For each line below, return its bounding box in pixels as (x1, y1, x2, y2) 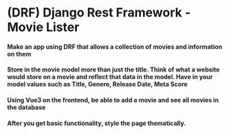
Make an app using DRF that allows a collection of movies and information (7, 43, 223, 51)
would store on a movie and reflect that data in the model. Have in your (7, 73, 213, 81)
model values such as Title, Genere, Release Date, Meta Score (7, 80, 188, 89)
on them (7, 49, 32, 58)
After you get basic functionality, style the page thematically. (7, 119, 186, 127)
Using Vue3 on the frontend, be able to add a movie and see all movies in (7, 96, 219, 104)
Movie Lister (7, 19, 80, 35)
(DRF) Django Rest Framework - (7, 5, 191, 21)
